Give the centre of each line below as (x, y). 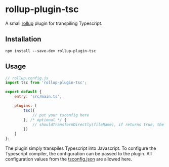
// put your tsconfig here (61, 115)
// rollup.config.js (27, 78)
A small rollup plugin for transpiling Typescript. (54, 23)
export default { (24, 92)
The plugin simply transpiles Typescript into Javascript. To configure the (81, 148)
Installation (23, 39)
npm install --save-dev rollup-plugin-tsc (51, 51)
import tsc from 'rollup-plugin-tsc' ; (46, 83)
